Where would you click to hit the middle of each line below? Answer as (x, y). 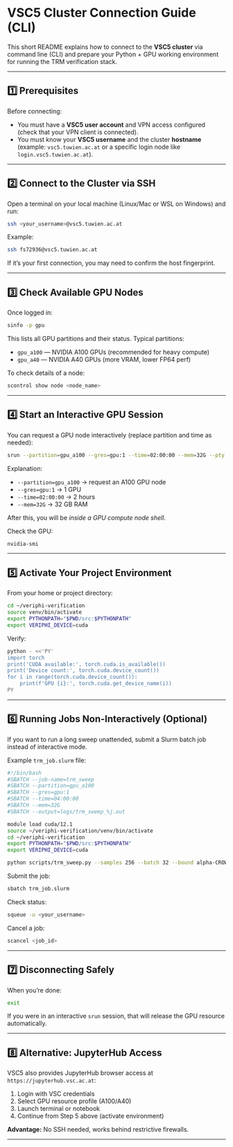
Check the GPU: (30, 531)
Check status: (27, 901)
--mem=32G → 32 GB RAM (52, 504)
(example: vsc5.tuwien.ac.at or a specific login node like (99, 147)
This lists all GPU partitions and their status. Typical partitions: (96, 338)
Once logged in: (30, 313)
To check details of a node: (46, 373)
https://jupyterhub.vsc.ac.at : (52, 1080)
